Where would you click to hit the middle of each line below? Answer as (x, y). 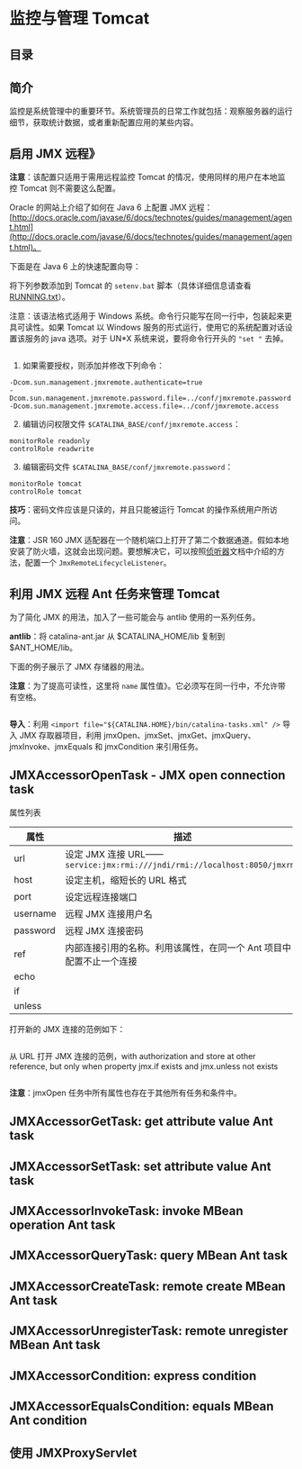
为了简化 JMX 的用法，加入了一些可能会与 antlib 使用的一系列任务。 (135, 617)
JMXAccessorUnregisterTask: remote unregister (149, 1331)
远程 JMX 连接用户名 (109, 913)
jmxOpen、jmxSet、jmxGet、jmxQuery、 (179, 736)
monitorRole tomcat (46, 484)
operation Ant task (62, 1225)
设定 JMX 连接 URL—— (114, 854)
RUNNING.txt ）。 (40, 297)
